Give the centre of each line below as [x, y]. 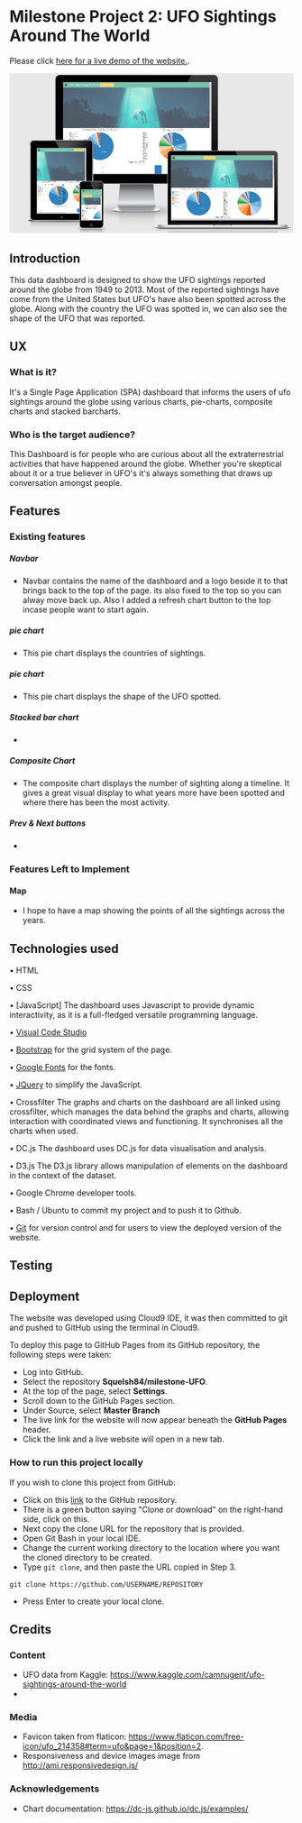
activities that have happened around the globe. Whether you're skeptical [146, 463]
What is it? [33, 372]
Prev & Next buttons [48, 823]
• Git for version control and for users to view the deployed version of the [146, 1228]
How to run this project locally [77, 1462]
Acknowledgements [55, 1789]
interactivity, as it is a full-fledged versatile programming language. [134, 1015]
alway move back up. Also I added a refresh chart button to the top [146, 600]
